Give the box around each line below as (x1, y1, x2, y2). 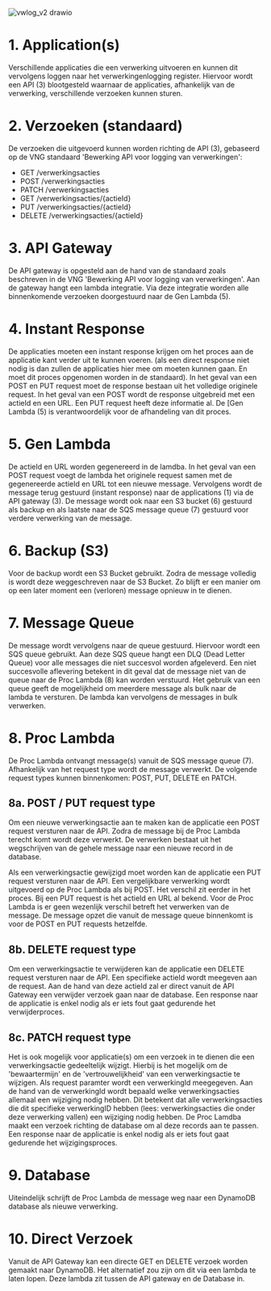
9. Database (8, 1167, 91, 1184)
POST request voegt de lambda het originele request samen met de (8, 470, 232, 480)
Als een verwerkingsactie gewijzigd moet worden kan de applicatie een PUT (8, 867, 262, 877)
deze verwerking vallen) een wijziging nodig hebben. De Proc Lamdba (8, 1112, 242, 1121)
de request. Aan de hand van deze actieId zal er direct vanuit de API (8, 981, 235, 991)
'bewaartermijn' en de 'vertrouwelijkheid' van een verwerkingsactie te (8, 1069, 240, 1078)
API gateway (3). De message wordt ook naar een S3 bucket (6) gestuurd (8, 496, 252, 505)
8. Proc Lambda (8, 728, 115, 747)
